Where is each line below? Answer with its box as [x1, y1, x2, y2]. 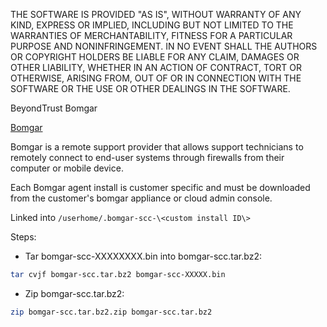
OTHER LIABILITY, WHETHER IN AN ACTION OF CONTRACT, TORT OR [10, 62, 302, 73]
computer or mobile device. [10, 162, 124, 174]
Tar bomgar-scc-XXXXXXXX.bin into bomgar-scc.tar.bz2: [24, 250, 262, 262]
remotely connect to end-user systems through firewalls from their [10, 152, 285, 163]
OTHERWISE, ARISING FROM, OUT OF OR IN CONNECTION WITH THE [10, 72, 302, 84]
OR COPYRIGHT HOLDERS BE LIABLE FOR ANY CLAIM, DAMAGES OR [10, 51, 300, 63]
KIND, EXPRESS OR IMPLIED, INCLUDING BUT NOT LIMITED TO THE [10, 19, 294, 31]
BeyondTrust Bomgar [10, 102, 98, 114]
